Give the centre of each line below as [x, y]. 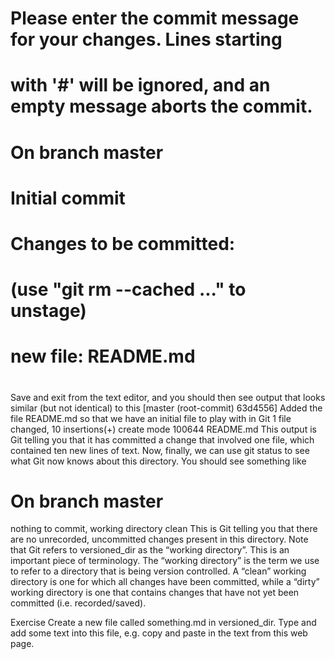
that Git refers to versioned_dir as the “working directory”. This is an [150, 550]
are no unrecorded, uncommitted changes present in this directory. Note [159, 539]
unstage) [48, 311]
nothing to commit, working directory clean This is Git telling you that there [164, 529]
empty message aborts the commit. [161, 106]
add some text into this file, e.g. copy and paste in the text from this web [159, 633]
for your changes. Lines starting [146, 39]
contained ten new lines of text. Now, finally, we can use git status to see [160, 450]
